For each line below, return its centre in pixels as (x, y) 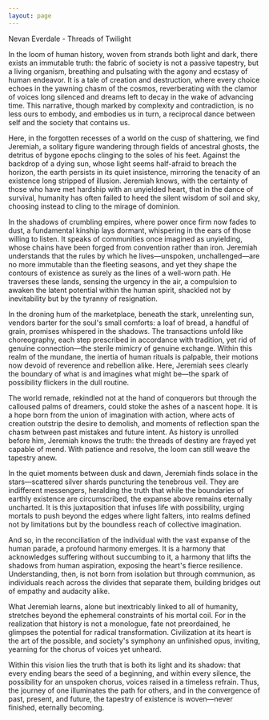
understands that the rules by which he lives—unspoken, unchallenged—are (134, 256)
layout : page (30, 16)
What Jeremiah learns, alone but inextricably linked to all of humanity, (123, 606)
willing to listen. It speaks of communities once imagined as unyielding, (125, 238)
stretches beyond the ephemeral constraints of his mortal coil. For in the (127, 615)
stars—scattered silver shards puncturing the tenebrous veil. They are (124, 482)
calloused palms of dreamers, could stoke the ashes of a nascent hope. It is (133, 406)
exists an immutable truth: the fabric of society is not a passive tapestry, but (133, 63)
